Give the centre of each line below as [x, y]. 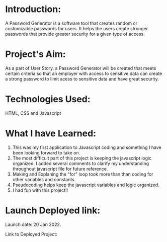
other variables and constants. [44, 179]
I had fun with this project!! [40, 190]
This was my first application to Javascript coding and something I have [87, 147]
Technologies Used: [48, 99]
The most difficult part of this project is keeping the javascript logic [82, 158]
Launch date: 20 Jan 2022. [33, 224]
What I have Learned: [51, 133]
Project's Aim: [36, 54]
